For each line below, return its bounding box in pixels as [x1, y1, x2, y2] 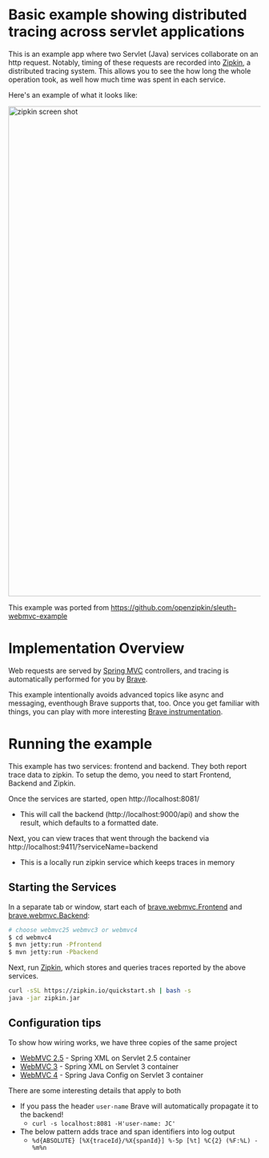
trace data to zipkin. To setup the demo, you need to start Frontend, [8, 770, 232, 779]
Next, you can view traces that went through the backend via [8, 833, 210, 842]
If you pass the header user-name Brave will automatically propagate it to [19, 1101, 259, 1111]
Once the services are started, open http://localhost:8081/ [8, 794, 200, 803]
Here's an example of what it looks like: [8, 90, 138, 99]
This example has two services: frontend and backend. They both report [8, 761, 247, 770]
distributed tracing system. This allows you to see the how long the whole [8, 66, 251, 75]
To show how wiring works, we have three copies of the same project [8, 1037, 238, 1047]
